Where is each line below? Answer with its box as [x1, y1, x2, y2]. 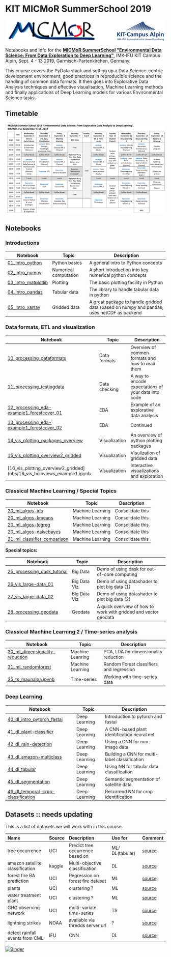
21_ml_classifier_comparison [7, 536, 69, 542]
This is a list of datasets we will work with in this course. [5, 824, 123, 830]
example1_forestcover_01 [7, 410, 63, 416]
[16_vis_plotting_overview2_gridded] [7, 465, 85, 471]
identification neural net [105, 731, 155, 738]
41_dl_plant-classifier [7, 729, 54, 735]
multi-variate [69, 905, 97, 911]
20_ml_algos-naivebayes [7, 529, 61, 535]
